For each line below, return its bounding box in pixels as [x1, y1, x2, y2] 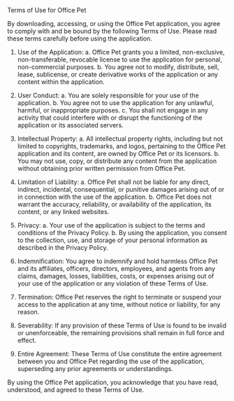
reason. [17, 308, 40, 316]
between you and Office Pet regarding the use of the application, [17, 357, 205, 365]
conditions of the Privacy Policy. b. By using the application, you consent [17, 229, 227, 237]
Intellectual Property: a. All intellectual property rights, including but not [17, 134, 224, 143]
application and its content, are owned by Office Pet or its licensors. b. [17, 150, 220, 157]
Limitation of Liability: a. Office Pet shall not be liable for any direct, [17, 178, 211, 186]
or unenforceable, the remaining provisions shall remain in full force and [17, 329, 225, 337]
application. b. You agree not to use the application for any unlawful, [17, 99, 214, 107]
